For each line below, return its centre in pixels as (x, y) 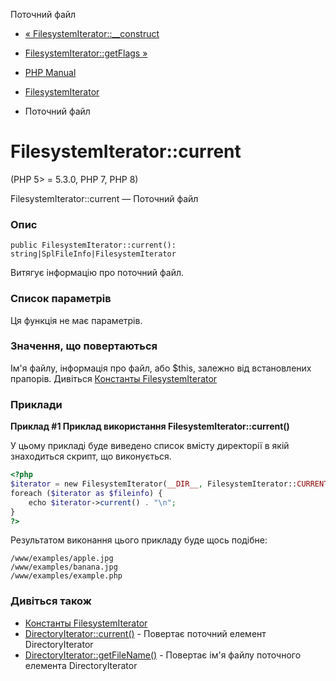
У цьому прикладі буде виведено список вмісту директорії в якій (150, 446)
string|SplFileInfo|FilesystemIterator (93, 254)
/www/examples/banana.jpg (64, 567)
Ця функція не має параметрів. (76, 320)
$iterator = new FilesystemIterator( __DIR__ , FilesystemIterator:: (154, 484)
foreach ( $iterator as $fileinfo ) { (86, 493)
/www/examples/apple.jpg (62, 559)
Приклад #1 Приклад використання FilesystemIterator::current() (150, 426)
